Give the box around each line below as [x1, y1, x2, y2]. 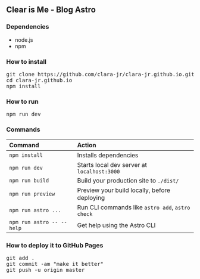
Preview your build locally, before [77, 186, 171, 194]
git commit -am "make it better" [6, 261, 104, 267]
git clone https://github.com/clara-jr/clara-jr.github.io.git [6, 71, 195, 77]
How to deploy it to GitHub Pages [6, 241, 104, 249]
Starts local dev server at [77, 160, 147, 169]
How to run [6, 97, 39, 106]
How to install [6, 57, 46, 66]
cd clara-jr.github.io [6, 77, 73, 83]
